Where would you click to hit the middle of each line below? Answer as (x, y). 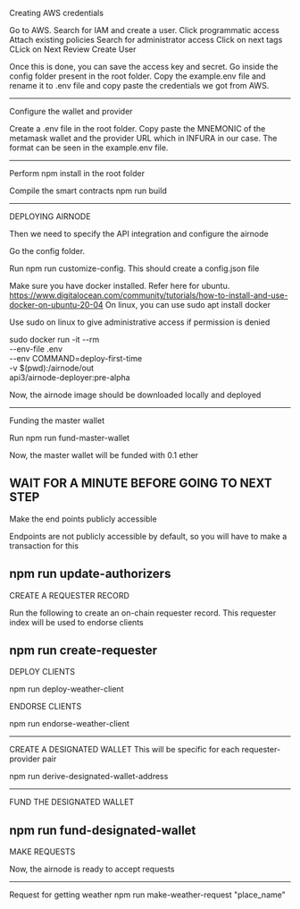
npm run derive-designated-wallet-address (89, 777)
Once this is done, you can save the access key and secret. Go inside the (144, 67)
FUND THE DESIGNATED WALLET (72, 802)
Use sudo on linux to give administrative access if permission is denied (140, 322)
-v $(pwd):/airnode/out (52, 368)
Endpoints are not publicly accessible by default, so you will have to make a (148, 536)
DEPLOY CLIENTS (42, 672)
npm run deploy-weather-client (67, 689)
